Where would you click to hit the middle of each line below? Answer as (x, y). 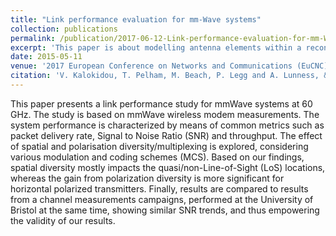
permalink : (33, 38)
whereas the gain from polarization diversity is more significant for (147, 178)
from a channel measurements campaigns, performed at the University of (162, 199)
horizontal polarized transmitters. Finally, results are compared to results (159, 188)
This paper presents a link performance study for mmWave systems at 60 (161, 103)
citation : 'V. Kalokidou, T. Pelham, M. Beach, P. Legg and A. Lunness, (165, 76)
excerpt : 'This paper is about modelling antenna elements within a (156, 47)
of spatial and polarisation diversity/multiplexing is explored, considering (159, 146)
